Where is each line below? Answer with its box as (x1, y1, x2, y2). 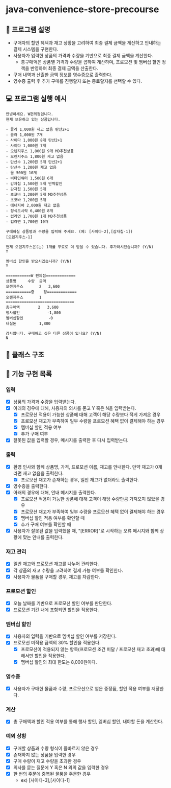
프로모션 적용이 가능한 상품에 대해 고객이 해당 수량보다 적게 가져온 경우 (20, 411, 161, 418)
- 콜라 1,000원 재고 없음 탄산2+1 (6, 127, 69, 132)
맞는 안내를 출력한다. (22, 534, 64, 540)
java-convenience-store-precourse (6, 4, 159, 15)
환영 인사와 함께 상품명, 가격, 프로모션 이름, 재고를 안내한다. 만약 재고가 (13, 463, 154, 470)
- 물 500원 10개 (6, 170, 37, 175)
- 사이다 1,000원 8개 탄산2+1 (6, 137, 63, 143)
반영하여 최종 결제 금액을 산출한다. (30, 65, 99, 71)
